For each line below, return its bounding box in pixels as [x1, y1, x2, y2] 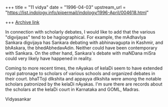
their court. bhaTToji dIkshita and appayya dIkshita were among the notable [5, 76, 162, 81]
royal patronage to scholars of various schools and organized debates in [5, 70, 155, 76]
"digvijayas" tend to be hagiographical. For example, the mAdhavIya [5, 34, 146, 40]
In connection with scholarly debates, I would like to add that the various [5, 29, 155, 34]
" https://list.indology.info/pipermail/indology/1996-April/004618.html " [5, 9, 149, 15]
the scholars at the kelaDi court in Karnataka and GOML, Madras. [5, 86, 140, 92]
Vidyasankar [5, 96, 31, 102]
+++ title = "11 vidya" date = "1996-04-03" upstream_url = [5, 4, 126, 10]
